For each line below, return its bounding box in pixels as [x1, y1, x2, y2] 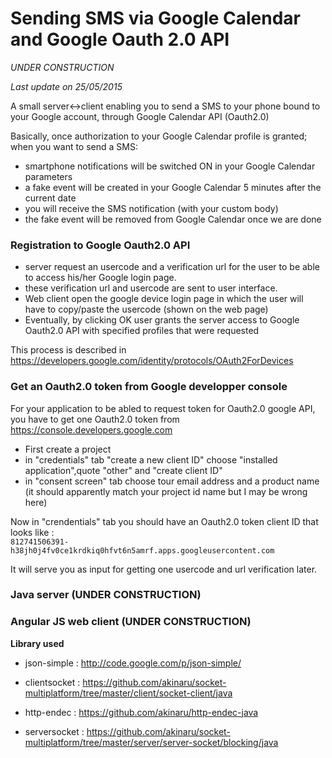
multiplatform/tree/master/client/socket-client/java [24, 687, 233, 699]
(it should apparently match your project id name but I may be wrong [24, 485, 308, 497]
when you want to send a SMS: [10, 140, 138, 152]
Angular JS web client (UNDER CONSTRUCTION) [10, 615, 252, 629]
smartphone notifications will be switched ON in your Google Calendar [24, 160, 316, 172]
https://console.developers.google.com [10, 423, 173, 436]
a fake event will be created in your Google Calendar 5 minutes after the [24, 181, 322, 193]
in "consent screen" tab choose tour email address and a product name [24, 475, 320, 487]
